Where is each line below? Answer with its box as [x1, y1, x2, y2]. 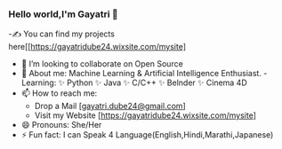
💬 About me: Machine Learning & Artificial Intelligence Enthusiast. [20, 68, 262, 79]
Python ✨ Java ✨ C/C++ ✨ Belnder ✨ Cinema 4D [67, 77, 248, 88]
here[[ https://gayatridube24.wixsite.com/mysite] [8, 42, 187, 52]
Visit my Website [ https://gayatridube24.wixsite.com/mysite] [34, 110, 257, 121]
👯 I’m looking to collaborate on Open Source [20, 59, 183, 69]
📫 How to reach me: [20, 88, 98, 98]
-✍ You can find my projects [8, 28, 115, 39]
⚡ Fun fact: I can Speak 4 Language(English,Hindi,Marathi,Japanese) [20, 129, 274, 140]
